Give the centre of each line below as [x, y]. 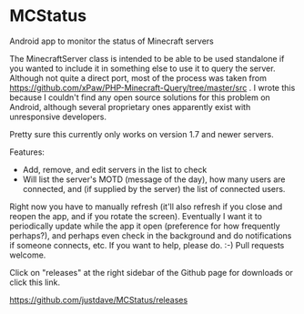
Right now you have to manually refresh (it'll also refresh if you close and [146, 207]
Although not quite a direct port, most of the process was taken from [138, 77]
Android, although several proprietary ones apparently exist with [130, 106]
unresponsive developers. [58, 116]
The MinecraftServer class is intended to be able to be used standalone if [147, 58]
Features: [27, 152]
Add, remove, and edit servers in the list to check [115, 169]
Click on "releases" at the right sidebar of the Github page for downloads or [152, 272]
